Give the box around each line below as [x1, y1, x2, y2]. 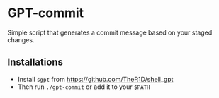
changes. [7, 35, 35, 44]
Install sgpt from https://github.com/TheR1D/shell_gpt [17, 75, 174, 83]
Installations [7, 56, 64, 68]
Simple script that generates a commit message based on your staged [7, 28, 213, 37]
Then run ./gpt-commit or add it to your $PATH [17, 82, 150, 91]
